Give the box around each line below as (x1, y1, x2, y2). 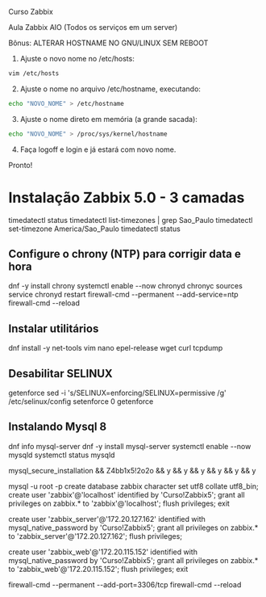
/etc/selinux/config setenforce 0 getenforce (8, 397, 154, 406)
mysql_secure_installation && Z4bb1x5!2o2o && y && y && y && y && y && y (8, 465, 256, 475)
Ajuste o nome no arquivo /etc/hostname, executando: (19, 84, 202, 94)
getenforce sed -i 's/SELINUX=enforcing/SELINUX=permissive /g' (8, 388, 227, 397)
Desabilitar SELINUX (8, 367, 113, 380)
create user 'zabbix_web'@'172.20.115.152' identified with (8, 547, 197, 557)
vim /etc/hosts (8, 69, 60, 78)
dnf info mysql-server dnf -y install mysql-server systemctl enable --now (8, 441, 251, 451)
